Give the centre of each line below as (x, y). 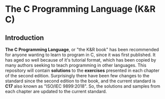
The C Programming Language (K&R (81, 9)
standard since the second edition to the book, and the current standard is (81, 81)
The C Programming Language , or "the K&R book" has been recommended (82, 49)
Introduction (25, 38)
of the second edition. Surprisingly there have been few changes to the (77, 76)
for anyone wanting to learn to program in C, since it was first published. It (81, 55)
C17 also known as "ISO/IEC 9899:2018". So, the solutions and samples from (83, 86)
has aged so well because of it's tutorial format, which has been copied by (81, 60)
